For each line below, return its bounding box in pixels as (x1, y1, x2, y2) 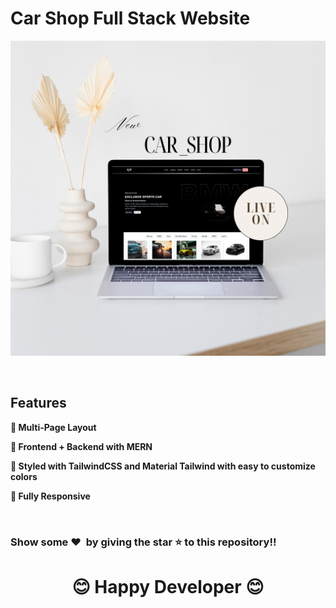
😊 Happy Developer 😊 (71, 575, 265, 598)
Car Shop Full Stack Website (10, 7, 251, 30)
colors (10, 470, 38, 482)
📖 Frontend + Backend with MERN (10, 440, 153, 452)
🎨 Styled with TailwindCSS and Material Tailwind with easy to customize (10, 460, 316, 472)
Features (10, 395, 67, 412)
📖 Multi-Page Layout (10, 421, 97, 433)
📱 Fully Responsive (10, 490, 91, 502)
